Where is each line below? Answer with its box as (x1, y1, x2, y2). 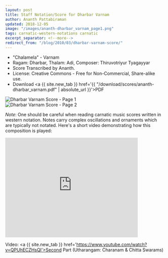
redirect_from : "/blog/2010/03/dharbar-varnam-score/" (5, 40, 123, 46)
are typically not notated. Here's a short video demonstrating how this (5, 122, 151, 128)
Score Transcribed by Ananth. (12, 65, 75, 71)
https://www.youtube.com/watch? (76, 241, 147, 247)
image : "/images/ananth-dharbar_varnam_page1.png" (5, 26, 114, 31)
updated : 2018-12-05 (5, 21, 49, 27)
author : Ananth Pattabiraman (5, 17, 67, 22)
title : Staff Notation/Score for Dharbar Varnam (5, 12, 109, 17)
